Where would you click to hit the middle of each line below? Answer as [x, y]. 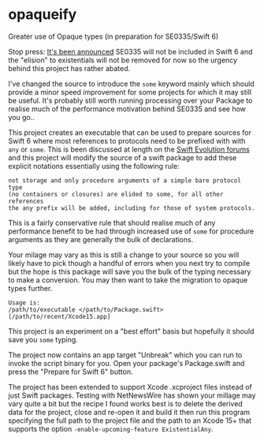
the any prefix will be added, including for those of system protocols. [132, 208]
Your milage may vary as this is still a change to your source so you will [124, 255]
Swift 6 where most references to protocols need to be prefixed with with [127, 140]
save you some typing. [43, 339]
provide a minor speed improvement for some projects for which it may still [130, 92]
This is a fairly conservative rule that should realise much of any [112, 222]
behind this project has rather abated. [69, 68]
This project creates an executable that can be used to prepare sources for [130, 133]
